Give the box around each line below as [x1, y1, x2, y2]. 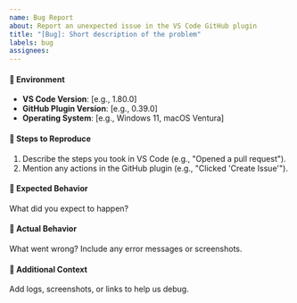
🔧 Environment [9, 73, 65, 85]
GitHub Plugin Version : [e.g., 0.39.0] [21, 104, 158, 114]
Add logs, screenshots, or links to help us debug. [9, 283, 189, 295]
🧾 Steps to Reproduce [9, 133, 92, 144]
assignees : [9, 46, 50, 55]
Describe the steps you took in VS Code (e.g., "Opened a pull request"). [21, 153, 287, 164]
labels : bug [9, 38, 54, 47]
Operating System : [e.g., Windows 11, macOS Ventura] [21, 113, 225, 123]
